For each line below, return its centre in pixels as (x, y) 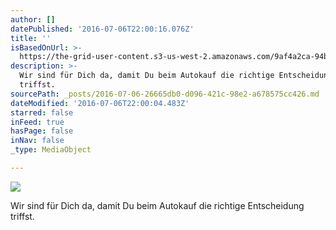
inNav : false (37, 141)
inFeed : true (37, 122)
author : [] (33, 19)
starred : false (42, 112)
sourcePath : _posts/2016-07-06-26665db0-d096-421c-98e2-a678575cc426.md (165, 94)
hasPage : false (42, 131)
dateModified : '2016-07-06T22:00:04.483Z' (100, 103)
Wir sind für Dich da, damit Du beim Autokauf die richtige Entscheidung (157, 205)
